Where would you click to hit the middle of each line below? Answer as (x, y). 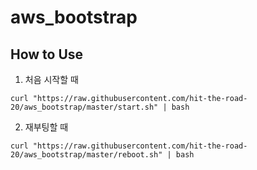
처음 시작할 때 (51, 79)
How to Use (47, 54)
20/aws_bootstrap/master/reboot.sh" (86, 155)
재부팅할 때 (46, 127)
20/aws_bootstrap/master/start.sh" (84, 107)
